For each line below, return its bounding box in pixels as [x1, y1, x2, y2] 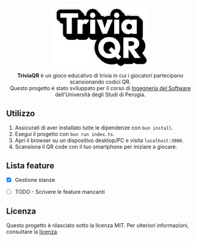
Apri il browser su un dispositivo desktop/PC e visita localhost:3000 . [14, 137, 184, 144]
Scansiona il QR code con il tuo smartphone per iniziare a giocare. [14, 143, 177, 150]
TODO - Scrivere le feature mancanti [14, 189, 105, 196]
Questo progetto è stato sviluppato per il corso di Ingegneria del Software [10, 85, 191, 92]
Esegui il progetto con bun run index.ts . [14, 131, 115, 138]
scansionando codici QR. [69, 78, 131, 85]
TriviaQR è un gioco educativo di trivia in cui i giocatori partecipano [17, 72, 184, 79]
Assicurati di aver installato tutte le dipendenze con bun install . [14, 124, 173, 131]
